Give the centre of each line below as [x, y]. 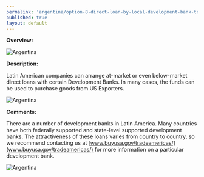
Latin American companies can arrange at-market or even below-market [97, 76]
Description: [22, 64]
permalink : [20, 12]
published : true [27, 18]
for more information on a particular [139, 150]
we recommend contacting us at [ [49, 143]
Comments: [22, 112]
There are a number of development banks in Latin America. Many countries [102, 124]
